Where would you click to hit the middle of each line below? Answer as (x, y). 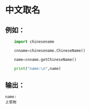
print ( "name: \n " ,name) (38, 68)
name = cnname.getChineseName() (45, 59)
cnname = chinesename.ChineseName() (50, 51)
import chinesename (34, 42)
